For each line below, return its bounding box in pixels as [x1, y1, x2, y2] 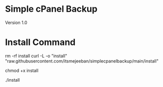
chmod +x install [5, 67, 39, 73]
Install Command [5, 37, 76, 48]
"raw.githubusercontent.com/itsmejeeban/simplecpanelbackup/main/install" [5, 58, 159, 64]
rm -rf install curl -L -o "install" [5, 53, 68, 59]
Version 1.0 [5, 20, 27, 25]
